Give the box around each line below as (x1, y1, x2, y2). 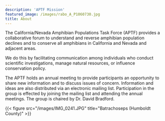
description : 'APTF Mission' (5, 7, 65, 12)
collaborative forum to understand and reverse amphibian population (5, 35, 144, 41)
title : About (5, 16, 32, 21)
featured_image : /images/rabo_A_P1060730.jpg (5, 12, 100, 17)
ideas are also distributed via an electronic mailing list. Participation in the (5, 86, 154, 91)
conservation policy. (5, 65, 46, 71)
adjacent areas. (5, 45, 37, 52)
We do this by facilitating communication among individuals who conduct (5, 55, 154, 61)
